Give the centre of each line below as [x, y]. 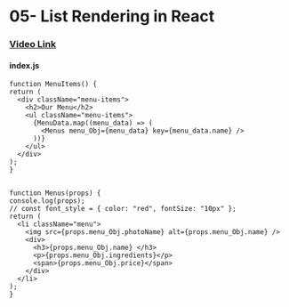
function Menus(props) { [55, 193]
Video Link [32, 44]
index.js [24, 65]
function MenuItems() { [53, 85]
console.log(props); [48, 201]
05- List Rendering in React [112, 16]
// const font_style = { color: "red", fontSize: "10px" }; [123, 209]
